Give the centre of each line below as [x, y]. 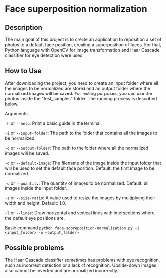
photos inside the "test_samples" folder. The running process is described [81, 98]
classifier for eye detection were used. [44, 55]
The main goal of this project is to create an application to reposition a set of [83, 39]
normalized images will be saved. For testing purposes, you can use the [79, 93]
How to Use [23, 71]
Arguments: [17, 113]
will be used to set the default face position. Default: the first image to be [80, 168]
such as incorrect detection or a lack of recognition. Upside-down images [81, 265]
